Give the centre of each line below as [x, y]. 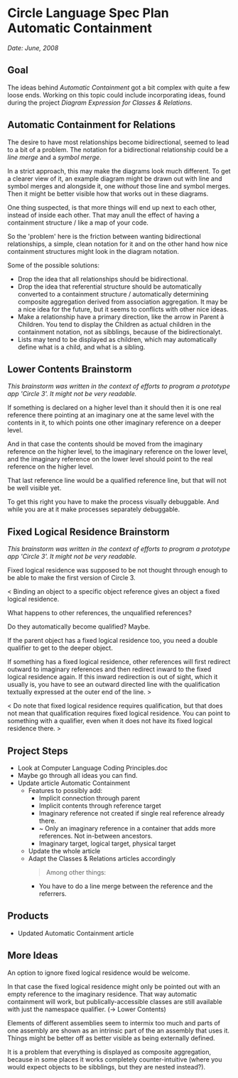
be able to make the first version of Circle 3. [72, 578]
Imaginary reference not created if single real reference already [132, 813]
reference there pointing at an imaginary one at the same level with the [111, 415]
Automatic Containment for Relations [92, 125]
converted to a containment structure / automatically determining [113, 294]
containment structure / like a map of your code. [78, 223]
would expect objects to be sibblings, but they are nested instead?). [107, 1067]
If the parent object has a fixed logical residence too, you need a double [113, 641]
